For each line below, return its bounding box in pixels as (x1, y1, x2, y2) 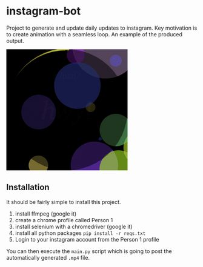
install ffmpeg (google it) (15, 210, 77, 217)
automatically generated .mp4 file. (6, 254, 90, 261)
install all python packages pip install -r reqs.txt (15, 229, 146, 237)
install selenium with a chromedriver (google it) (15, 223, 133, 230)
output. (6, 37, 24, 44)
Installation (6, 182, 50, 193)
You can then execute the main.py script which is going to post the (6, 247, 172, 255)
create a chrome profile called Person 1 (15, 216, 113, 223)
